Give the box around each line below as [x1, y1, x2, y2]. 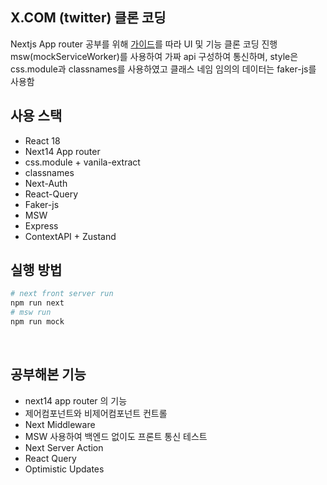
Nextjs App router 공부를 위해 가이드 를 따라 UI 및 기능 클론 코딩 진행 [10, 38, 278, 50]
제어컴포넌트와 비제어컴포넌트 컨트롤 [24, 407, 168, 419]
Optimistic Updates [24, 463, 105, 475]
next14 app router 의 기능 [24, 394, 128, 407]
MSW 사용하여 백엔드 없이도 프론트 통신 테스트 [24, 430, 208, 442]
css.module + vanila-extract [24, 156, 141, 168]
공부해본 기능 [10, 366, 87, 383]
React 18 [24, 134, 61, 147]
